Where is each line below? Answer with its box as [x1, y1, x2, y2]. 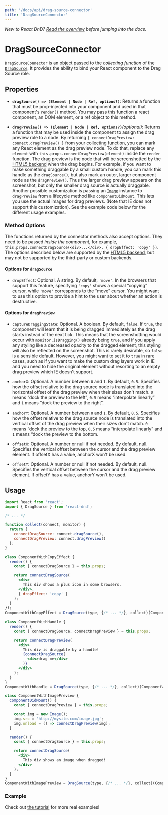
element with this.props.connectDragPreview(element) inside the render [12, 151, 161, 157]
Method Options [5, 222, 46, 229]
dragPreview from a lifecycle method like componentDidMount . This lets [12, 193, 155, 199]
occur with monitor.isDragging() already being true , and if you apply [12, 337, 156, 343]
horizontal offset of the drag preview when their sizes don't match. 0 [12, 389, 153, 395]
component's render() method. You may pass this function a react [12, 109, 150, 115]
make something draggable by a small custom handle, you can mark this [12, 166, 162, 173]
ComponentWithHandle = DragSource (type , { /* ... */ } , [5, 684, 120, 689]
